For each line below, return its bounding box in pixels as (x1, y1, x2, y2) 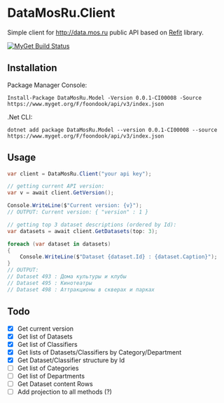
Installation (7, 62, 57, 74)
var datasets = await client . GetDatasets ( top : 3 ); (7, 227, 158, 234)
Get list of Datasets (17, 332, 73, 341)
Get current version (17, 324, 74, 333)
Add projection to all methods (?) (17, 388, 112, 396)
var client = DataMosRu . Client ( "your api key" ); (7, 170, 152, 177)
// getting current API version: (7, 183, 105, 190)
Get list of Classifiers (17, 340, 78, 348)
